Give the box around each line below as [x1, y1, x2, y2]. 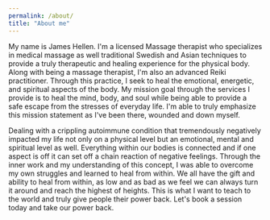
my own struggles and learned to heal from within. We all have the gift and [8, 168, 255, 178]
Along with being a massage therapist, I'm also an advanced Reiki [8, 67, 226, 77]
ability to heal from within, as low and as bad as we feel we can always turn [8, 176, 259, 186]
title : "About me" [8, 19, 70, 27]
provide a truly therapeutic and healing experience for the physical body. [8, 58, 250, 68]
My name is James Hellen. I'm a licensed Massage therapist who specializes [8, 41, 263, 51]
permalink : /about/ [8, 11, 74, 20]
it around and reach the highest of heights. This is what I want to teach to [8, 185, 251, 195]
